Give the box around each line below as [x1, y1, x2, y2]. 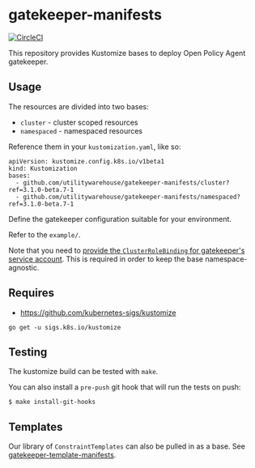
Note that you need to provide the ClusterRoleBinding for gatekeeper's [8, 245, 245, 255]
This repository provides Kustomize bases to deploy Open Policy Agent [8, 48, 246, 57]
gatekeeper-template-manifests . [8, 450, 117, 460]
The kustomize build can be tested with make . [8, 367, 159, 377]
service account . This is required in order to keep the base [8, 253, 204, 264]
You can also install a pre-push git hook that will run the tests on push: [8, 382, 241, 392]
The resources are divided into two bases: [8, 101, 149, 111]
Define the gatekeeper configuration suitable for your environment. [8, 214, 232, 223]
